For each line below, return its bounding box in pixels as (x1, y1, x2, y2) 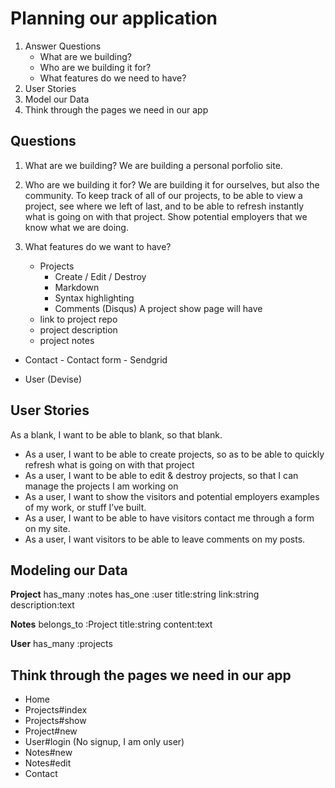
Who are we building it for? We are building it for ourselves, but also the (24, 178, 320, 191)
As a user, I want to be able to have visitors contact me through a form (24, 512, 315, 524)
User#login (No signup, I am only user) (24, 736, 185, 748)
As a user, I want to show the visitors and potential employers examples (24, 490, 320, 502)
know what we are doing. (24, 221, 129, 233)
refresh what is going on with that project (24, 458, 195, 471)
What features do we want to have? (24, 240, 172, 252)
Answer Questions (24, 40, 102, 52)
